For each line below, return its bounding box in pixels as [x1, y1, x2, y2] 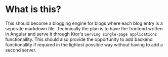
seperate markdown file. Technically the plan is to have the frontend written [5, 25, 163, 31]
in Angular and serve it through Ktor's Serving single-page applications [5, 31, 157, 37]
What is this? [5, 4, 62, 15]
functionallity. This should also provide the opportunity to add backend [5, 36, 153, 42]
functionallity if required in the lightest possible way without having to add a [5, 41, 163, 47]
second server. [5, 47, 36, 53]
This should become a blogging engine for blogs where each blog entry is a [5, 20, 163, 26]
